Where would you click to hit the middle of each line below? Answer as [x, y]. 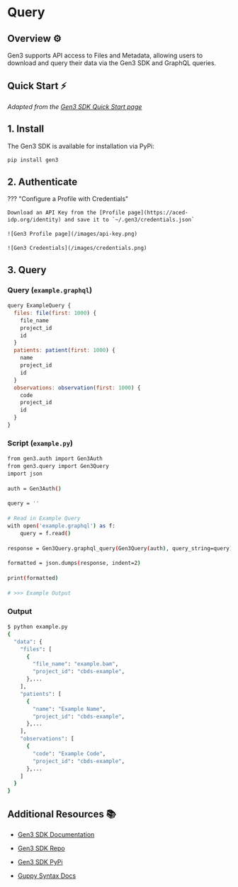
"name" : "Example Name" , [69, 709]
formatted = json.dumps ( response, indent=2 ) [74, 563]
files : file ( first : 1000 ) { [55, 313]
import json [25, 474]
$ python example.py [38, 627]
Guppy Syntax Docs [47, 876]
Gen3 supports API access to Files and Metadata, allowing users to [105, 55]
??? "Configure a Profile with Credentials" [68, 199]
